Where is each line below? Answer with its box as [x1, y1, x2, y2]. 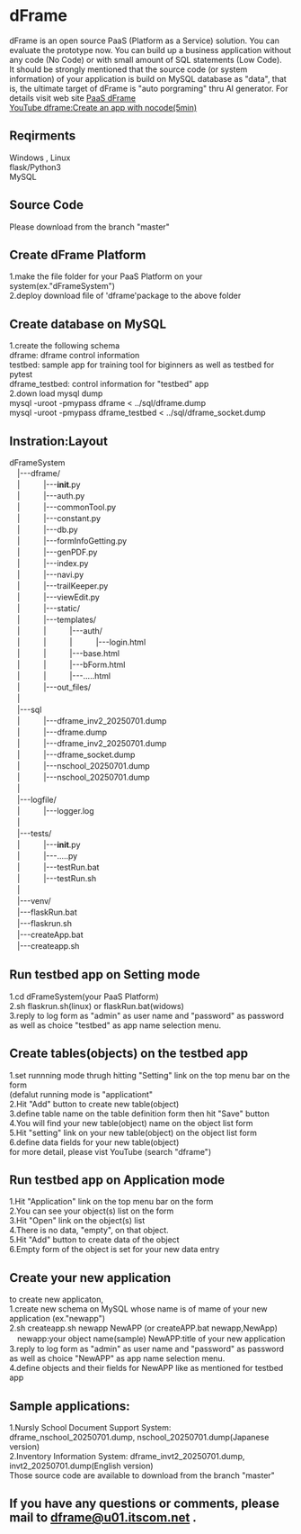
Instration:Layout [9, 433, 108, 448]
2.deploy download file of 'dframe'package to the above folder [9, 290, 242, 302]
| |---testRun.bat [16, 862, 100, 872]
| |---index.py [16, 558, 89, 568]
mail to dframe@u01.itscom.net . [9, 1510, 198, 1526]
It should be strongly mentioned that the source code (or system [9, 64, 248, 75]
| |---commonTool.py [16, 501, 117, 512]
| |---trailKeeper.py [16, 581, 109, 591]
